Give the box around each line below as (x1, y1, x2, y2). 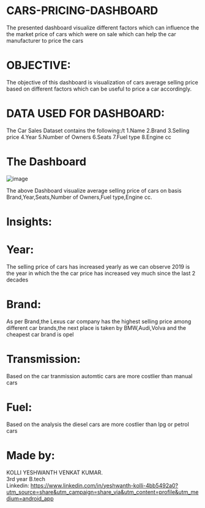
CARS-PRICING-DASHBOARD (6, 4, 158, 18)
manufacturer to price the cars (6, 37, 84, 44)
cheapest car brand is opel (6, 331, 75, 338)
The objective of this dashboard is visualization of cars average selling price (6, 78, 199, 86)
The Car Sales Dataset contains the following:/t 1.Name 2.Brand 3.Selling (6, 127, 190, 134)
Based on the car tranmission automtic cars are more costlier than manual (6, 372, 193, 379)
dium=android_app (6, 495, 54, 502)
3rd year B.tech (6, 475, 46, 482)
